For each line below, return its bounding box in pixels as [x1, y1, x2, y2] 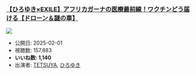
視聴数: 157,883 [14, 47, 52, 54]
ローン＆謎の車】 [30, 14, 78, 22]
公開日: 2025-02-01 [14, 39, 63, 46]
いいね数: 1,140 [14, 54, 52, 61]
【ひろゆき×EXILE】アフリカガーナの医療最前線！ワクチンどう [6, 5, 184, 13]
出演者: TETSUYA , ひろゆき [14, 62, 81, 69]
